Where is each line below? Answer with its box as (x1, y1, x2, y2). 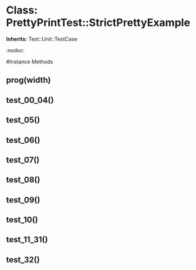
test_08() (6, 175, 41, 185)
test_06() (6, 135, 41, 145)
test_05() (6, 115, 40, 125)
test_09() (6, 195, 41, 205)
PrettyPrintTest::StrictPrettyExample (6, 16, 190, 29)
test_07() (6, 155, 40, 165)
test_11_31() (6, 235, 48, 245)
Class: (6, 4, 38, 17)
